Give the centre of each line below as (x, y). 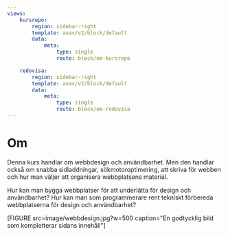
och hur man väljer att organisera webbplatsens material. (88, 177)
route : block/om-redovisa (93, 109)
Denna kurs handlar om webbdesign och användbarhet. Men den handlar (111, 162)
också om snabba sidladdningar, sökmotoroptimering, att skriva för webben (114, 169)
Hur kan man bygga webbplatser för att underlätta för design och (99, 190)
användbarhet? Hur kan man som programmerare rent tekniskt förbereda (110, 197)
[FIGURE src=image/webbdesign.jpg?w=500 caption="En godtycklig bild (111, 218)
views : (16, 13)
